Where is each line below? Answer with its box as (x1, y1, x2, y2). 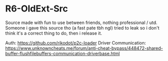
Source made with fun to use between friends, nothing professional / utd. (5, 19, 158, 25)
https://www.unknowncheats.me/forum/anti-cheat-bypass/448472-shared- (5, 45, 163, 51)
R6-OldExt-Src (5, 3, 68, 14)
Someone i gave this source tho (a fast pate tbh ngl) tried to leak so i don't (5, 24, 160, 30)
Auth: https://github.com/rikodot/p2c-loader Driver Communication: (5, 39, 146, 45)
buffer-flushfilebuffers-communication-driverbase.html (5, 50, 120, 56)
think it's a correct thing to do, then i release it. (5, 30, 102, 36)
